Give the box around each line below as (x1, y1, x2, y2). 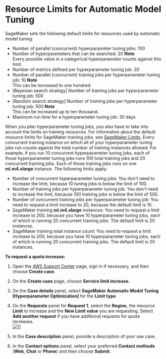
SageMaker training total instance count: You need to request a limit (12, 228, 151, 234)
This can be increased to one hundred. (12, 82, 92, 88)
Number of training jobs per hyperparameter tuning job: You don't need (12, 186, 159, 192)
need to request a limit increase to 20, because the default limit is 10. (12, 202, 153, 208)
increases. (12, 318, 34, 324)
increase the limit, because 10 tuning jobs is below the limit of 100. (12, 180, 148, 187)
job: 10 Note (12, 77, 38, 83)
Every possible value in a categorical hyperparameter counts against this (12, 56, 162, 62)
